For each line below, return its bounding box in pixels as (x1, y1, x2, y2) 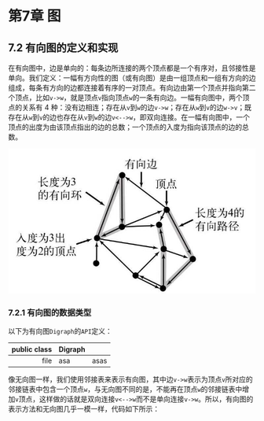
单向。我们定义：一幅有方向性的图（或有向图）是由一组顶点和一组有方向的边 (8, 73, 256, 83)
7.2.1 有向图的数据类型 (8, 307, 92, 318)
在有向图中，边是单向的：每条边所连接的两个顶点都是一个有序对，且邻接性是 (8, 64, 256, 72)
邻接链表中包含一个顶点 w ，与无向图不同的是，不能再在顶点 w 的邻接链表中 (8, 384, 243, 393)
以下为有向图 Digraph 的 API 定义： (8, 327, 112, 336)
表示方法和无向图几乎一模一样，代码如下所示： (8, 404, 159, 413)
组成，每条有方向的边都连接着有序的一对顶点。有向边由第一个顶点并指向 (8, 83, 242, 92)
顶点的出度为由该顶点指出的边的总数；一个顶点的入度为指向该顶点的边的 (8, 123, 242, 131)
